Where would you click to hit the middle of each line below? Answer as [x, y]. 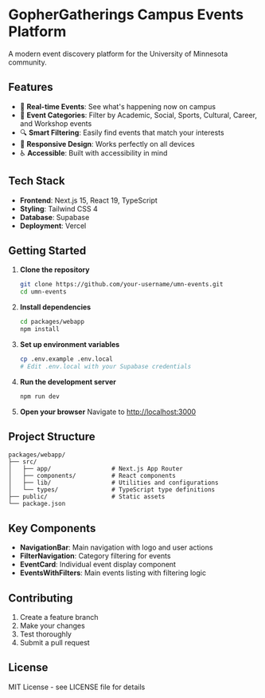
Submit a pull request [55, 642]
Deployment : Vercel [53, 226]
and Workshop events [56, 123]
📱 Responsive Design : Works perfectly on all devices [107, 144]
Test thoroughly [45, 634]
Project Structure [52, 436]
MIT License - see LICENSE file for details [77, 687]
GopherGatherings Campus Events [126, 15]
